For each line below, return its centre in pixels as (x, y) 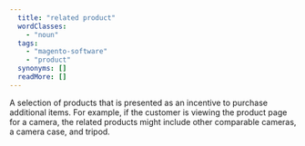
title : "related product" (67, 18)
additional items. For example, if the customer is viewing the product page (148, 112)
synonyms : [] (42, 69)
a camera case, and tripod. (60, 131)
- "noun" (42, 34)
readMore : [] (42, 77)
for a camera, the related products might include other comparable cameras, (153, 122)
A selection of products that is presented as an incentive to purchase (139, 102)
